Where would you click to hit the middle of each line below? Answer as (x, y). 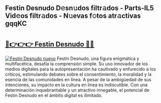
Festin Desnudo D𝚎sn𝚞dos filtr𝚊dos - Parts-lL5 (80, 8)
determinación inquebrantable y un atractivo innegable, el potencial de (77, 90)
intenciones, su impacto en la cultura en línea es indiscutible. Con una (76, 85)
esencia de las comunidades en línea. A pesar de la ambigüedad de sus (78, 79)
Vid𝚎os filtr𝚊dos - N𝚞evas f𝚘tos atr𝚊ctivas (73, 16)
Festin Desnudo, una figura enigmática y (98, 58)
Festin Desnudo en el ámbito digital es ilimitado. (54, 95)
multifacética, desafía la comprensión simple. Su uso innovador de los (77, 64)
